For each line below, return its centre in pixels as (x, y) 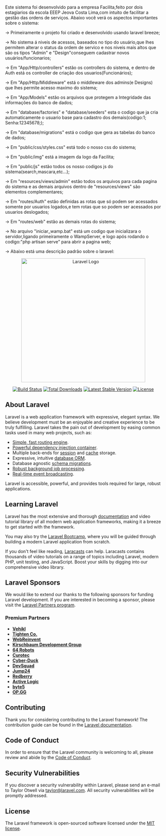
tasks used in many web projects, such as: (49, 432)
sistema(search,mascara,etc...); (37, 172)
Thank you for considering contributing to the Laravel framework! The (76, 719)
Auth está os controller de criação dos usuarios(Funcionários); (69, 73)
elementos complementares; (34, 192)
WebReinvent (27, 639)
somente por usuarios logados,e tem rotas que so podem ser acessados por (83, 207)
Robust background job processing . (49, 469)
